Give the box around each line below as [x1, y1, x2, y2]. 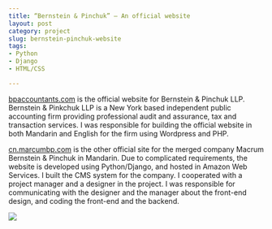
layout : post [8, 19, 53, 28]
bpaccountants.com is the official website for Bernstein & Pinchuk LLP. [8, 94, 245, 104]
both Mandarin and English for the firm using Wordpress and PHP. [8, 128, 229, 138]
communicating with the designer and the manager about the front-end [8, 188, 247, 197]
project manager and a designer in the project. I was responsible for [8, 179, 235, 188]
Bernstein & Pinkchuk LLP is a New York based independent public [8, 102, 231, 112]
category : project [8, 27, 71, 35]
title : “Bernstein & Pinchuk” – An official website [8, 11, 191, 20]
